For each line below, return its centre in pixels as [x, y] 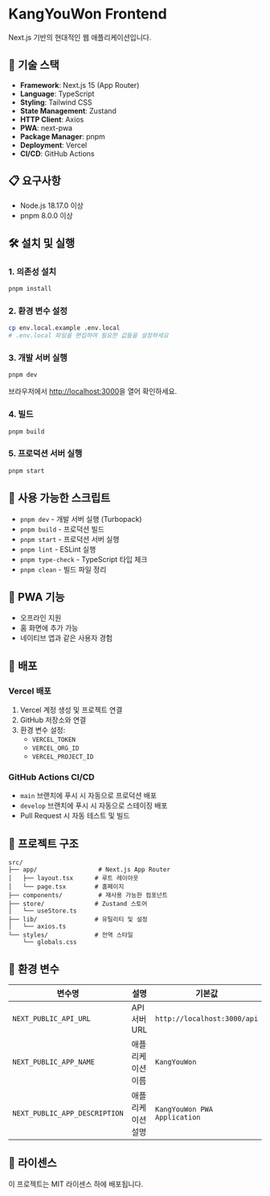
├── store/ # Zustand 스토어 [78, 904]
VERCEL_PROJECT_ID [63, 757]
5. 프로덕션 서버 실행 [45, 453]
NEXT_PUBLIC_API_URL [51, 1018]
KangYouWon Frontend [88, 14]
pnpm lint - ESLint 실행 [58, 549]
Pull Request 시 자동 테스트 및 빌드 [75, 816]
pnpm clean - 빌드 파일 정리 [63, 569]
